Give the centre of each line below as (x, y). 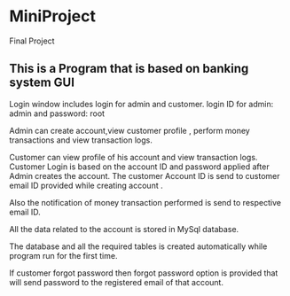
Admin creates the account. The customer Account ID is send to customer (145, 175)
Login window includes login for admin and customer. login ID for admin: (141, 104)
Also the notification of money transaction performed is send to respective (145, 202)
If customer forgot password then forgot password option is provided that (144, 273)
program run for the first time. (63, 255)
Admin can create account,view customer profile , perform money (129, 130)
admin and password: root (57, 113)
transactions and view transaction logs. (81, 140)
